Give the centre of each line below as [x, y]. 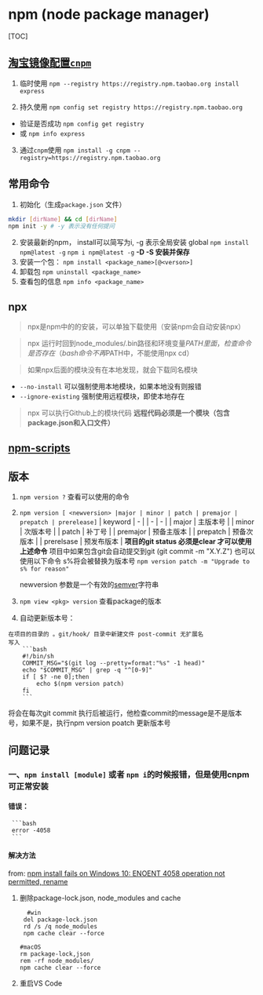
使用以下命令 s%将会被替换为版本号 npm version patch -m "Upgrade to [134, 561]
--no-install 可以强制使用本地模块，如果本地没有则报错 [110, 387]
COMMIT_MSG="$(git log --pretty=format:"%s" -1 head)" [114, 663]
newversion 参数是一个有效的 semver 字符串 [89, 585]
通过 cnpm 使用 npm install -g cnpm [75, 150]
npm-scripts [39, 448]
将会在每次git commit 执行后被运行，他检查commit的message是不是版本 [125, 713]
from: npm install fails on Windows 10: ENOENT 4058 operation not [117, 873]
